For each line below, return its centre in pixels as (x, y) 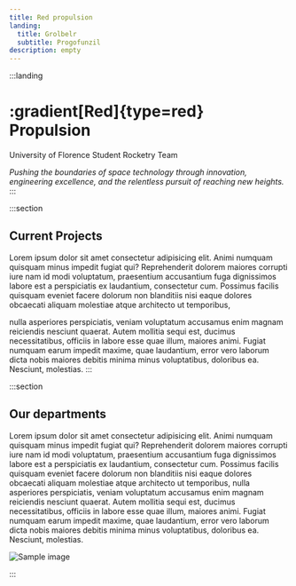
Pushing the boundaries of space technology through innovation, (129, 172)
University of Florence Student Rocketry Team (94, 155)
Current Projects (56, 236)
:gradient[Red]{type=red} (107, 111)
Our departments (58, 414)
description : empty (45, 51)
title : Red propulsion (51, 17)
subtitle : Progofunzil (59, 42)
